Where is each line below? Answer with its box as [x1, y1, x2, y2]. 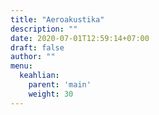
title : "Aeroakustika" [10, 14, 105, 25]
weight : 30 [28, 89, 74, 99]
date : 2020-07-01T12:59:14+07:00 [10, 33, 150, 43]
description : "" [10, 24, 78, 34]
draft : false [10, 42, 65, 53]
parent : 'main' [28, 80, 92, 90]
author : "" [10, 52, 56, 62]
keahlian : [19, 71, 60, 81]
